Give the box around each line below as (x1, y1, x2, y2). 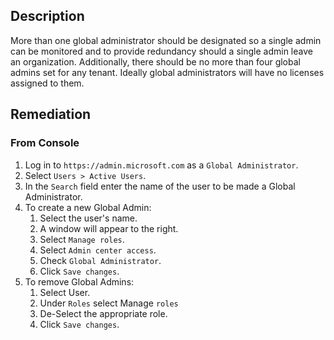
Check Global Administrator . (39, 254, 162, 266)
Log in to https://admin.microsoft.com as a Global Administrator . (24, 159, 299, 171)
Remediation (10, 106, 92, 123)
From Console (10, 136, 80, 150)
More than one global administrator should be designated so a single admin (10, 34, 322, 46)
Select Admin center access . (39, 244, 157, 256)
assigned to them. (10, 77, 85, 89)
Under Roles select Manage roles (39, 297, 179, 309)
